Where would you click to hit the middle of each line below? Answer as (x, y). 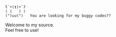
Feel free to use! (22, 30)
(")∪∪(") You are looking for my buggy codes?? (58, 16)
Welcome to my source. (30, 25)
